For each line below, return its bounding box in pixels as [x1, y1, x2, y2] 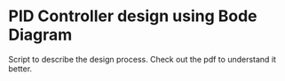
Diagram [8, 25, 73, 45]
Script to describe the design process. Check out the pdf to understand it [8, 54, 277, 64]
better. [8, 63, 33, 74]
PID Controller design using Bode [8, 6, 258, 26]
